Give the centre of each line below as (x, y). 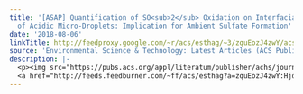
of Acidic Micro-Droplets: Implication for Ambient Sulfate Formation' (155, 26)
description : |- (40, 59)
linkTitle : (30, 43)
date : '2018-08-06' (46, 34)
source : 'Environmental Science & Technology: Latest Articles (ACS (141, 51)
